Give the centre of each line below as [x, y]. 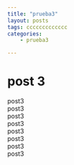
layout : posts [28, 21]
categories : [25, 34]
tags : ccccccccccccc [38, 27]
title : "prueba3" [33, 14]
